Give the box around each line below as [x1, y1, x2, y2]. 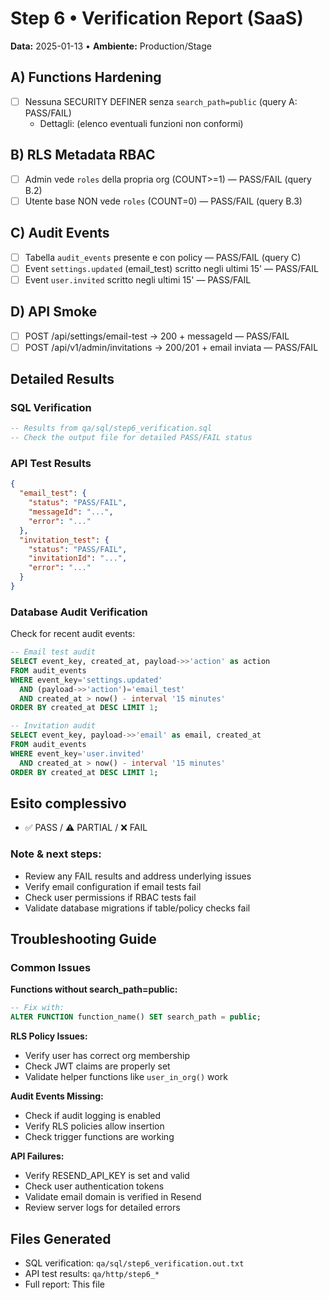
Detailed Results [10, 371, 115, 388]
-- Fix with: [10, 1003, 65, 1013]
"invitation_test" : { [19, 535, 110, 545]
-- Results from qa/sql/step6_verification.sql [10, 423, 213, 434]
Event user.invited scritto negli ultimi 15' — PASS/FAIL [24, 273, 252, 286]
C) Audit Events [10, 225, 110, 242]
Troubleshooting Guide [10, 931, 157, 948]
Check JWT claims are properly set [24, 1060, 171, 1072]
